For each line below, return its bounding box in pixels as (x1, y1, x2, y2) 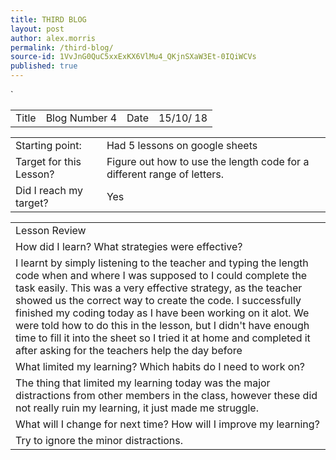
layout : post (10, 24, 65, 34)
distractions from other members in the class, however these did (15, 389, 318, 402)
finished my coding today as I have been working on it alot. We (15, 306, 310, 320)
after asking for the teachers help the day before (15, 344, 243, 357)
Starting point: (15, 139, 82, 152)
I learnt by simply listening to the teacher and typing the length (15, 256, 309, 270)
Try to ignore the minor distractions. (15, 434, 184, 447)
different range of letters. (106, 167, 225, 181)
